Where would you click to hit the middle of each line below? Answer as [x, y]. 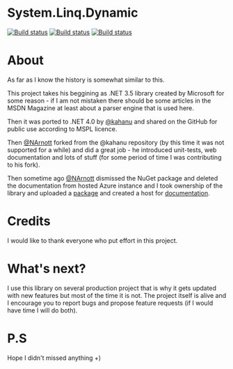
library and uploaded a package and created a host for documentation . [109, 193]
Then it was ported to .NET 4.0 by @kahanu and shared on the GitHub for [112, 121]
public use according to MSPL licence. [62, 129]
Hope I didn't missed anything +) [54, 358]
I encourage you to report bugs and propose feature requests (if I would [110, 303]
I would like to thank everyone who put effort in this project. [93, 240]
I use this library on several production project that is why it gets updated [112, 288]
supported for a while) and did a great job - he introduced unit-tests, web [112, 150]
